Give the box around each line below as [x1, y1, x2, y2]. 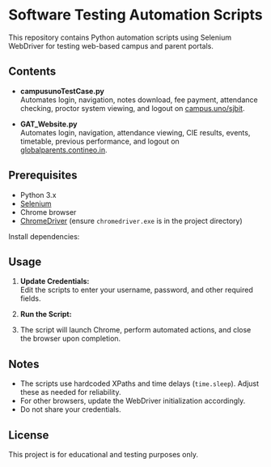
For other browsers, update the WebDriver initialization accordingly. [19, 396, 246, 406]
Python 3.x [19, 190, 57, 199]
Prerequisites [8, 169, 78, 182]
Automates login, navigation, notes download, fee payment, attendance [19, 95, 258, 105]
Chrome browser [19, 207, 77, 216]
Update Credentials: [19, 276, 90, 286]
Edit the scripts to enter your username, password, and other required [19, 285, 253, 295]
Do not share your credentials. [19, 405, 121, 414]
